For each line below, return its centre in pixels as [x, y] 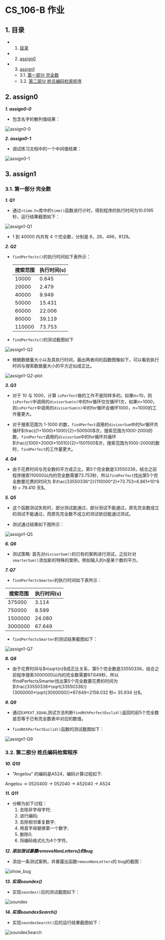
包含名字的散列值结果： [36, 119]
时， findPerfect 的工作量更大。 [44, 449]
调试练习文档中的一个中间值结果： [47, 149]
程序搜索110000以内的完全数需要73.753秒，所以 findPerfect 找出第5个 [83, 475]
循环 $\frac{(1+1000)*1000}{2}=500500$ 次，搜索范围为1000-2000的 [82, 430]
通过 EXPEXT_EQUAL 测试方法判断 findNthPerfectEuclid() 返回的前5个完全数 [85, 712]
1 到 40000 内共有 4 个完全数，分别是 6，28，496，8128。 [72, 236]
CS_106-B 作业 [35, 10]
